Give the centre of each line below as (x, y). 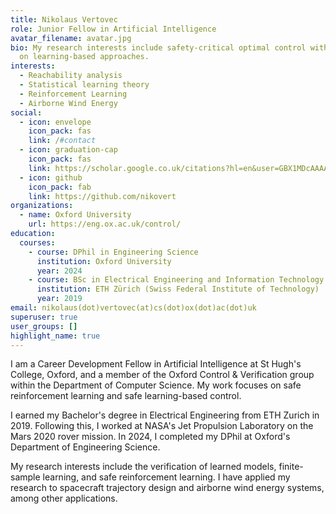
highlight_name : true (55, 336)
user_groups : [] (44, 326)
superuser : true (44, 317)
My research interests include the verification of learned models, (143, 467)
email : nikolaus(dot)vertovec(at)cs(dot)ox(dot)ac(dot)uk (133, 308)
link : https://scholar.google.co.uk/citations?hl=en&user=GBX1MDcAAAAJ (180, 168)
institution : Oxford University (104, 261)
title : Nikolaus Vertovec (64, 19)
